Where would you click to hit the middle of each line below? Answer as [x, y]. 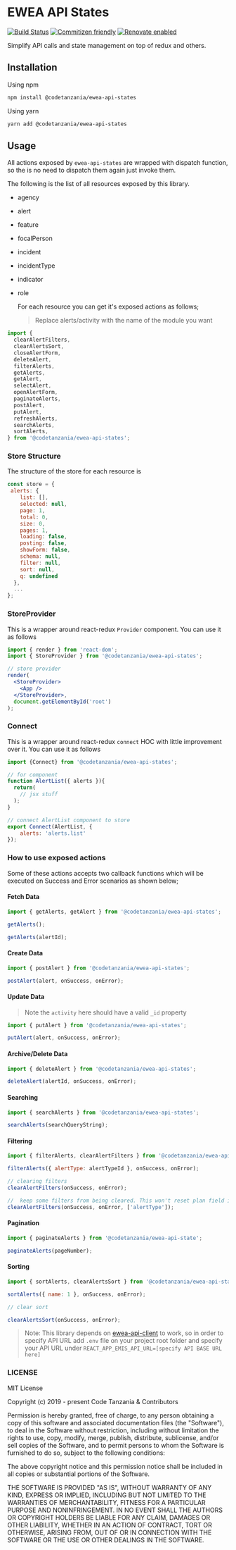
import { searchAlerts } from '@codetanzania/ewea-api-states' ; [103, 1112]
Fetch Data [24, 897]
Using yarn [23, 111]
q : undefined [39, 576]
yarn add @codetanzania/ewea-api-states [67, 124]
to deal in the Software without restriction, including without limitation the [113, 1430]
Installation [32, 68]
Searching [23, 1097]
